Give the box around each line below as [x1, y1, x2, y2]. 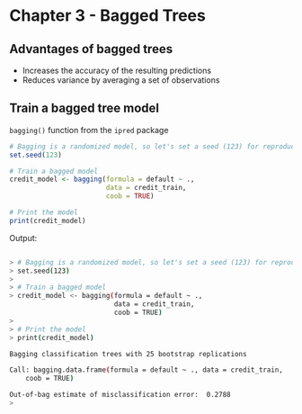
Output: [9, 232, 38, 243]
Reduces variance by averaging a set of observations [22, 75, 220, 85]
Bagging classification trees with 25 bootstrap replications [9, 349, 247, 358]
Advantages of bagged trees [9, 41, 173, 57]
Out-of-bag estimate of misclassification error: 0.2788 [9, 391, 231, 400]
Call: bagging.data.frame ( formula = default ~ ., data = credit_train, [9, 365, 283, 374]
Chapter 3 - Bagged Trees [9, 5, 207, 26]
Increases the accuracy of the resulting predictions [22, 65, 212, 76]
